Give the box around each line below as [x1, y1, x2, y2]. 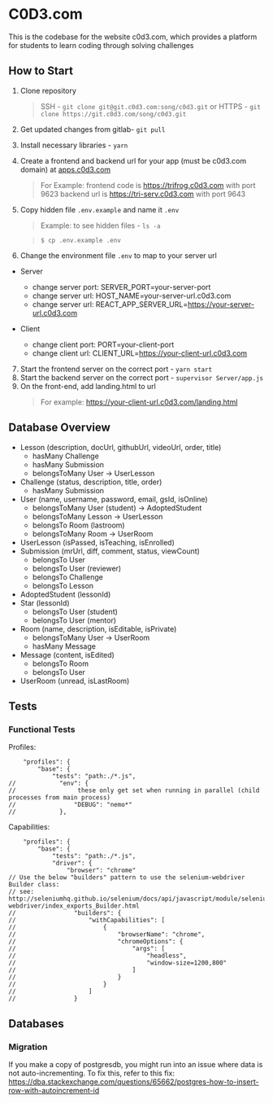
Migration [8, 1041, 48, 1053]
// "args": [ [8, 945, 165, 953]
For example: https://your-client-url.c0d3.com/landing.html [40, 396, 238, 407]
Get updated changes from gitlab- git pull [19, 124, 166, 134]
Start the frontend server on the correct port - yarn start [19, 364, 213, 374]
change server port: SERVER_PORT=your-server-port [32, 282, 211, 291]
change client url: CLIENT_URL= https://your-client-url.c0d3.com [32, 348, 248, 358]
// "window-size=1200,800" [8, 959, 227, 967]
